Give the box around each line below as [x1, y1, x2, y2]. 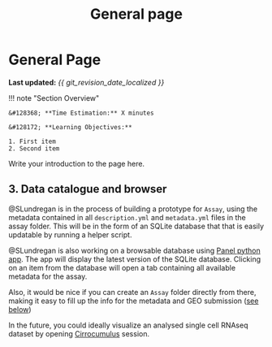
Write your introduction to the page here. [8, 158, 145, 168]
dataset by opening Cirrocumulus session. [8, 328, 150, 338]
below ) [8, 304, 32, 314]
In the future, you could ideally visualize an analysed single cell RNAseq [8, 320, 248, 330]
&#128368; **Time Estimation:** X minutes [8, 109, 154, 117]
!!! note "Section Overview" [8, 93, 100, 102]
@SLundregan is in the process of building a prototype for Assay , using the [8, 204, 258, 214]
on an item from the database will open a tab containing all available [8, 262, 236, 272]
